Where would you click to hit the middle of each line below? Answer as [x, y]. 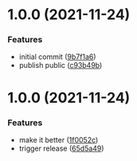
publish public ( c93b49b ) [61, 65]
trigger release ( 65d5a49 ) [61, 148]
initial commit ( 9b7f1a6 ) [57, 57]
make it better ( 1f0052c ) [59, 139]
